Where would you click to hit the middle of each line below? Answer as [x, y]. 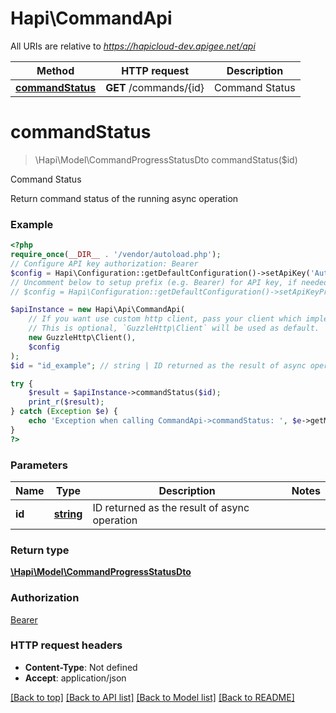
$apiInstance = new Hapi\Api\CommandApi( [98, 310]
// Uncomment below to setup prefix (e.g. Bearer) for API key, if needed [169, 282]
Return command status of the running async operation [124, 198]
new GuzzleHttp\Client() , [82, 338]
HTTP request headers [66, 645]
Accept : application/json [75, 678]
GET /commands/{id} [155, 87]
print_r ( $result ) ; [66, 402]
